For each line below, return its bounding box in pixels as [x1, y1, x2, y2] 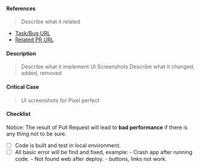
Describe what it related [20, 18, 80, 25]
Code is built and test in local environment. [14, 142, 121, 149]
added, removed [20, 70, 62, 77]
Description [6, 50, 37, 57]
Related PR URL [14, 36, 54, 43]
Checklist [6, 110, 31, 118]
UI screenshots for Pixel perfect [20, 97, 100, 104]
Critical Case [6, 83, 40, 90]
